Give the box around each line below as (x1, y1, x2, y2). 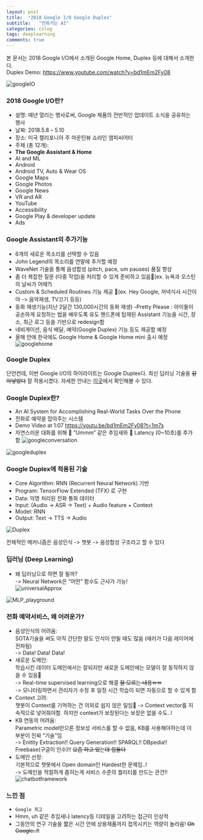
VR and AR (14, 193, 42, 201)
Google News (14, 187, 50, 194)
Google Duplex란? (6, 393, 60, 402)
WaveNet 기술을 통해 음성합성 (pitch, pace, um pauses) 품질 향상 (14, 265, 172, 273)
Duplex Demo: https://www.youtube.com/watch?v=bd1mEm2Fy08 (6, 69, 171, 76)
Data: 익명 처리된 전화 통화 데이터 (14, 495, 95, 502)
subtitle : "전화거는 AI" (6, 20, 69, 26)
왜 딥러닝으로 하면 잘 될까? (14, 570, 78, 577)
